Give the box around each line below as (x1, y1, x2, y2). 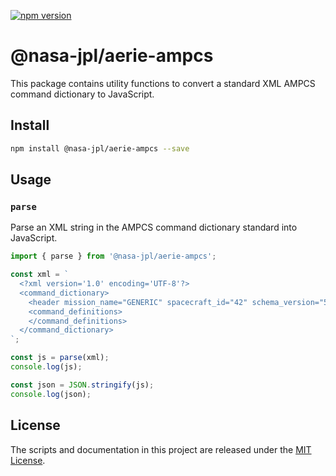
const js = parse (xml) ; (10, 353, 110, 363)
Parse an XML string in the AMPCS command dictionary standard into (10, 221, 298, 234)
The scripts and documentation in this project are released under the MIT (10, 443, 312, 455)
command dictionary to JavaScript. (10, 88, 155, 100)
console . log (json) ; (10, 389, 92, 399)
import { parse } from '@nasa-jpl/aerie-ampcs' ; (10, 251, 217, 262)
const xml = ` (10, 270, 70, 280)
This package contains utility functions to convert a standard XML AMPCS (10, 77, 316, 89)
